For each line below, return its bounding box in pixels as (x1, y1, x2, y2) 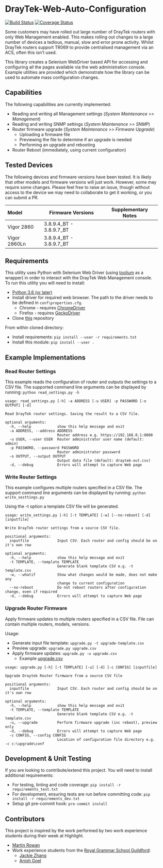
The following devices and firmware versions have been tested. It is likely (5, 174, 152, 180)
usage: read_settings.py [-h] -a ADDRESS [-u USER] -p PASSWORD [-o (5, 399, 147, 404)
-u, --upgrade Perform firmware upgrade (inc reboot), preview (9, 720, 158, 725)
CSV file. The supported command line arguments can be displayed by (5, 384, 147, 390)
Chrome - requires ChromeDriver (19, 305, 86, 311)
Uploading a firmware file (19, 131, 70, 137)
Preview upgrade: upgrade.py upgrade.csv (12, 645, 97, 651)
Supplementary (111, 206, 148, 213)
